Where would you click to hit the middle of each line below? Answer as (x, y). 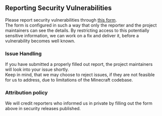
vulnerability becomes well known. (40, 41)
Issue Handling (23, 54)
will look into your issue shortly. (37, 70)
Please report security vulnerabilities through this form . (61, 20)
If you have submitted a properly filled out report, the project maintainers (79, 64)
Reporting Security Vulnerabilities (59, 8)
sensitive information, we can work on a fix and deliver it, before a (72, 35)
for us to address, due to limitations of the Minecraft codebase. (69, 80)
